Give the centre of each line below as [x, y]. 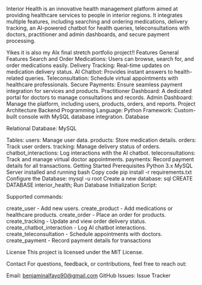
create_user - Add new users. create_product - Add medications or [90, 208]
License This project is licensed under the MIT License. [75, 252]
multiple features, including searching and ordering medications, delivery [97, 21]
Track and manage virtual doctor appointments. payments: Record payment [100, 159]
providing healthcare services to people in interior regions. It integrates [94, 15]
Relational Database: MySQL [42, 128]
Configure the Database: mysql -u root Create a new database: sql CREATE [99, 178]
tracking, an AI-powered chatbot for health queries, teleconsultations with [98, 28]
